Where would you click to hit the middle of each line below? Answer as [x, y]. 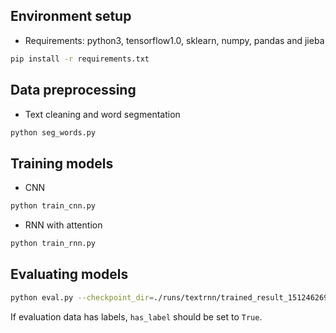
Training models [62, 163]
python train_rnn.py [53, 244]
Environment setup [71, 16]
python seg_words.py [53, 132]
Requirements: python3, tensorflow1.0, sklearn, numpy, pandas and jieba [174, 40]
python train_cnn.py [53, 206]
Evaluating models [69, 274]
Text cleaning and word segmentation [102, 114]
